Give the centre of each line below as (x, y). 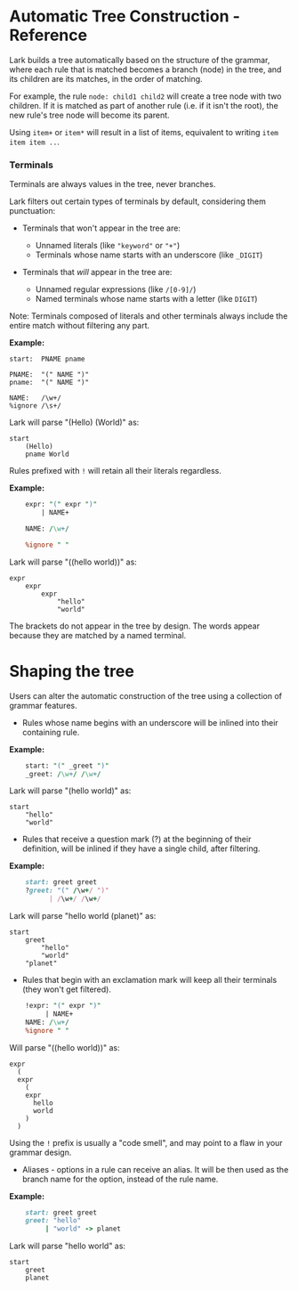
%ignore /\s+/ (36, 406)
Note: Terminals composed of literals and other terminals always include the (149, 316)
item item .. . (34, 142)
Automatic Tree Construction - (125, 16)
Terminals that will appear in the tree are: (97, 272)
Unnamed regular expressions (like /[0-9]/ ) (116, 289)
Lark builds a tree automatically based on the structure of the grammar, (140, 60)
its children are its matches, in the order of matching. (106, 78)
